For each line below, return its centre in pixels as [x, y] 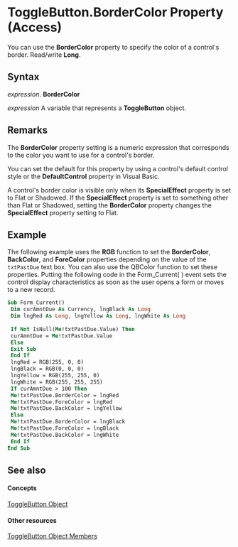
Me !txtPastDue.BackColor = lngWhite [65, 435]
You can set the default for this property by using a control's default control [118, 168]
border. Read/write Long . [44, 55]
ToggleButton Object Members [52, 536]
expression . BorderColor [44, 94]
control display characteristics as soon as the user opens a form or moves [116, 282]
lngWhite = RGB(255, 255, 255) [56, 382]
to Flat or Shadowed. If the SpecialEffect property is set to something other [118, 197]
